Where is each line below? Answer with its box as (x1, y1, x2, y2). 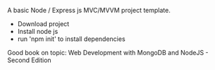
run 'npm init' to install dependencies (17, 35, 125, 43)
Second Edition (7, 56, 51, 64)
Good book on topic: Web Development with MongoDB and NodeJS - (7, 49, 209, 57)
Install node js (17, 28, 59, 35)
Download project (17, 20, 70, 28)
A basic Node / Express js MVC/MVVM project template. (7, 6, 171, 14)
